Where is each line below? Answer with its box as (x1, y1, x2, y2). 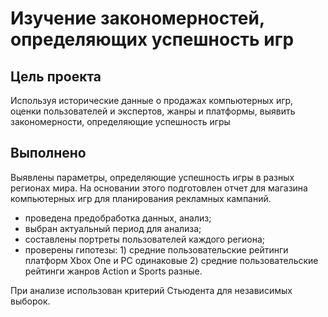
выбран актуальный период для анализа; (24, 222, 202, 234)
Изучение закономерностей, (10, 7, 265, 30)
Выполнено (10, 145, 87, 162)
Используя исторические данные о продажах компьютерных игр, (10, 95, 294, 106)
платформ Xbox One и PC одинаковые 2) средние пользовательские (24, 254, 319, 266)
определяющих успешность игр (10, 28, 295, 51)
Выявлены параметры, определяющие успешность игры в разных (10, 171, 295, 183)
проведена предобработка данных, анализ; (24, 212, 212, 224)
